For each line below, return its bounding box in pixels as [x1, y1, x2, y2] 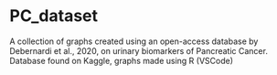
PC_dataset [9, 5, 99, 27]
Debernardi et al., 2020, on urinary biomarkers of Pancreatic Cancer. [9, 45, 268, 56]
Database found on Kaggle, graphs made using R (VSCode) [9, 55, 234, 66]
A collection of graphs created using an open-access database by [9, 36, 259, 47]
